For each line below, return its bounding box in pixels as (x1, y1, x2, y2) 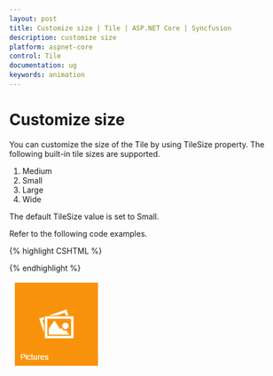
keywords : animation (9, 71, 86, 80)
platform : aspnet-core (9, 43, 93, 51)
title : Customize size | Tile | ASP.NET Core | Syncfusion (9, 23, 232, 33)
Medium (21, 165, 53, 176)
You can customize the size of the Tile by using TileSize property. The (9, 138, 265, 150)
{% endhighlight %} (9, 262, 82, 273)
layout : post (9, 14, 58, 23)
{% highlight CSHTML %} (9, 245, 103, 256)
